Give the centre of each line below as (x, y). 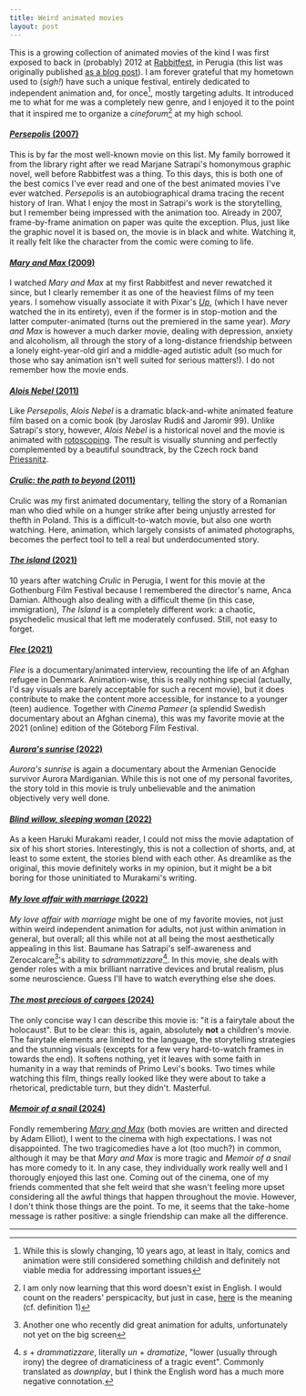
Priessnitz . (29, 459)
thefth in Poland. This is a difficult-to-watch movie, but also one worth (140, 519)
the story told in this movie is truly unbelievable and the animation (133, 788)
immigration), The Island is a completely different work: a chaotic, (133, 609)
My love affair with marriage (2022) (79, 899)
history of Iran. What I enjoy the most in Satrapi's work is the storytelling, (146, 203)
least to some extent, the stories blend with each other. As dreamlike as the (151, 858)
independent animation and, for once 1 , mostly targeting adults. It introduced (152, 92)
